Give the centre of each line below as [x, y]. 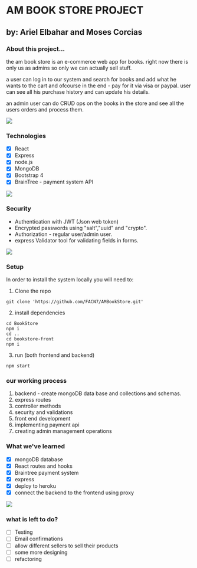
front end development [42, 419]
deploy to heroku [35, 486]
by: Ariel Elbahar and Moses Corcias [74, 32]
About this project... [36, 49]
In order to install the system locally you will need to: [70, 280]
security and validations [44, 412]
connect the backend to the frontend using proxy [74, 493]
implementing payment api [47, 425]
